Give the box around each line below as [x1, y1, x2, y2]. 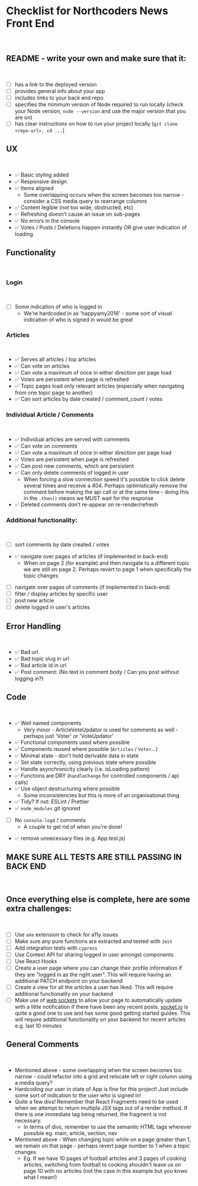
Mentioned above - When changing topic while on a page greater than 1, [14, 1136, 191, 1143]
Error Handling [6, 621, 61, 631]
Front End [6, 17, 55, 30]
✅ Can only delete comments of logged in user [14, 469, 129, 476]
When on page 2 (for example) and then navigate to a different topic [23, 560, 190, 567]
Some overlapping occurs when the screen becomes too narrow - [23, 191, 184, 198]
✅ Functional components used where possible [14, 739, 130, 746]
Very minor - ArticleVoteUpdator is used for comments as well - [23, 726, 178, 733]
